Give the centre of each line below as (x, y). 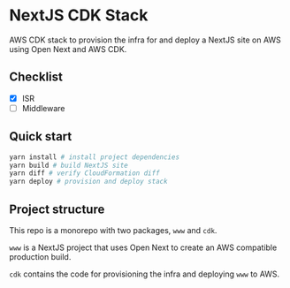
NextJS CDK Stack (79, 15)
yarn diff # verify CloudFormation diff (85, 173)
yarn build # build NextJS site (69, 165)
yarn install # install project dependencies (94, 157)
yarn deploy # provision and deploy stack (88, 182)
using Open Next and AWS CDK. (68, 49)
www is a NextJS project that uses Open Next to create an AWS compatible (143, 247)
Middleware (43, 108)
